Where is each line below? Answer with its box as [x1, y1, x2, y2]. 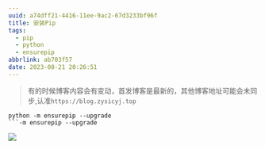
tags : [8, 26, 26, 34]
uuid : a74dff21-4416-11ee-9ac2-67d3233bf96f [8, 11, 158, 20]
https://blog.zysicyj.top [50, 97, 136, 105]
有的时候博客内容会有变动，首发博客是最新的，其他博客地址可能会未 [27, 86, 251, 95]
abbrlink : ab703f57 [8, 56, 73, 64]
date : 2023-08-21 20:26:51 [8, 63, 98, 71]
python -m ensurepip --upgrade [8, 112, 112, 120]
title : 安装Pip [8, 19, 56, 27]
